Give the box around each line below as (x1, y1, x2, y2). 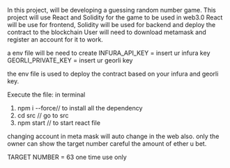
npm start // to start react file (17, 119, 101, 127)
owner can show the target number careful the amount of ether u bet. (7, 140, 207, 148)
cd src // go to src (17, 111, 69, 119)
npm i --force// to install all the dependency (17, 104, 143, 112)
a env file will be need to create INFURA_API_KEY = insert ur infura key (7, 49, 210, 57)
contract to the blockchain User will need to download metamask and (7, 28, 207, 36)
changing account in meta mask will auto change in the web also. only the (7, 132, 220, 140)
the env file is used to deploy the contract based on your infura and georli (7, 69, 219, 78)
